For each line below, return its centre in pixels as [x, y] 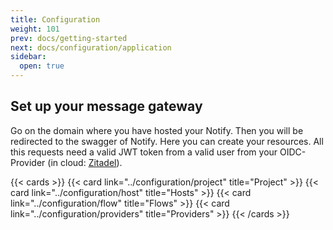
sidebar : [28, 57]
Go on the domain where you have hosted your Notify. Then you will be [157, 130]
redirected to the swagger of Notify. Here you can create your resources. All [167, 141]
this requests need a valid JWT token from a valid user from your [144, 152]
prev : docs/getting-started [69, 38]
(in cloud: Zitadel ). [85, 162]
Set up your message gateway [106, 106]
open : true [42, 66]
